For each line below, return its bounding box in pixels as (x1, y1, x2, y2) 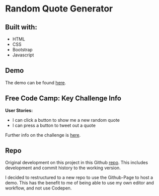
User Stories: (5, 107, 33, 113)
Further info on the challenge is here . (5, 132, 81, 138)
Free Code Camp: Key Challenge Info (5, 94, 122, 103)
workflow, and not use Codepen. (5, 185, 72, 191)
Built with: (5, 23, 37, 31)
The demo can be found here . (5, 79, 66, 85)
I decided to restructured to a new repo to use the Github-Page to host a (5, 175, 153, 181)
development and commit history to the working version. (5, 165, 121, 171)
